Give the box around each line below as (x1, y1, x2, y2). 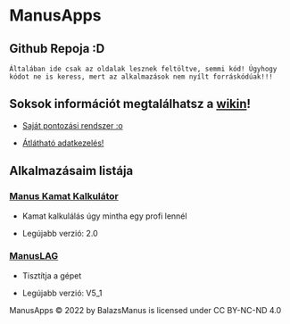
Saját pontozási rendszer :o (21, 120, 123, 130)
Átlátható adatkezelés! (21, 137, 104, 148)
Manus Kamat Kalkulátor (9, 190, 119, 203)
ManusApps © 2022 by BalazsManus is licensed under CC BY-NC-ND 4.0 (9, 304, 282, 315)
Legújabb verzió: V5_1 (21, 287, 103, 298)
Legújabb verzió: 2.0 (21, 228, 98, 238)
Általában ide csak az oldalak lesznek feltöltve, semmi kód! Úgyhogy (9, 64, 278, 73)
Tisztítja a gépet (21, 270, 82, 281)
